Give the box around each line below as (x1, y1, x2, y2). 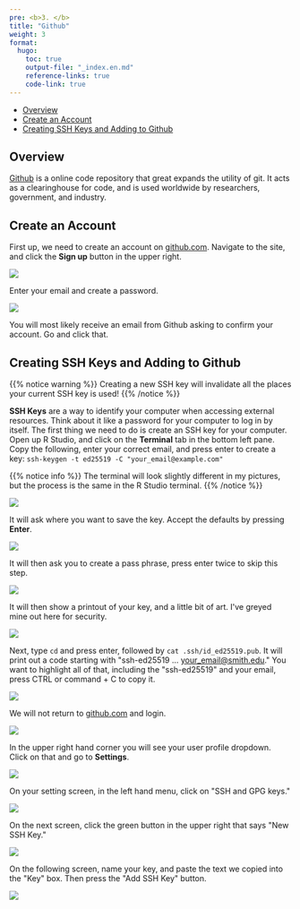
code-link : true (25, 80, 87, 89)
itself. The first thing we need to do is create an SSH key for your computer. (9, 424, 287, 435)
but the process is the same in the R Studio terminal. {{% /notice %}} (9, 480, 263, 491)
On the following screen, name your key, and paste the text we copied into (9, 863, 284, 874)
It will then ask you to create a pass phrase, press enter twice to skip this (9, 558, 279, 569)
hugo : (17, 47, 39, 56)
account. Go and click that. (9, 329, 109, 340)
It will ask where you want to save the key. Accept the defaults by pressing (9, 514, 285, 525)
